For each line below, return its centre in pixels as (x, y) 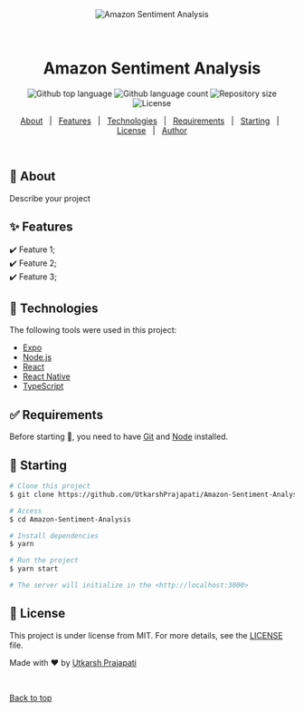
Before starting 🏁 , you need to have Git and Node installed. (119, 437)
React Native (46, 376)
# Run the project (44, 561)
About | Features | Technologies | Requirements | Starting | (150, 121)
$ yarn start (34, 569)
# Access (26, 511)
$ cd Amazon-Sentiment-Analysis (70, 519)
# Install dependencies (54, 536)
